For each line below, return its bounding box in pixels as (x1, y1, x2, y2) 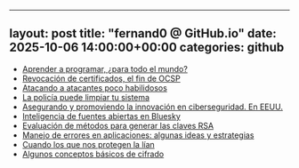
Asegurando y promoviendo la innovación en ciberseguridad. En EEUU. (21, 101, 283, 112)
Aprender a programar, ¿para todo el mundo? (21, 63, 189, 74)
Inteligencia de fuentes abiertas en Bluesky (21, 110, 181, 121)
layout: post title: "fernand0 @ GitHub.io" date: (9, 26, 278, 41)
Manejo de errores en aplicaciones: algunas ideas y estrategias (21, 130, 255, 140)
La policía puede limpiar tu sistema (21, 92, 149, 102)
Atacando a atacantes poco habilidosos (21, 82, 167, 93)
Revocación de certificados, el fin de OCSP (21, 73, 181, 84)
